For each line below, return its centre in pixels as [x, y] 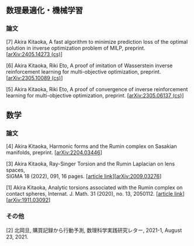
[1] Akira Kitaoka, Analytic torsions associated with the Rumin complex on [94, 188]
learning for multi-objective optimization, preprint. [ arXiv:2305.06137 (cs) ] [95, 95]
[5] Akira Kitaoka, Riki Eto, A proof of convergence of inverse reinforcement [97, 89]
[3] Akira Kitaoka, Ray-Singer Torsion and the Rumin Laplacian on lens [91, 164]
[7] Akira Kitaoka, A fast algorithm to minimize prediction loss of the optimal [97, 41]
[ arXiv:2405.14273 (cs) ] [34, 54]
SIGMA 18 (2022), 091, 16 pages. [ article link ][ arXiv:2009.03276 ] [84, 176]
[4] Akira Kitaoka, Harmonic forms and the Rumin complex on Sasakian [91, 146]
